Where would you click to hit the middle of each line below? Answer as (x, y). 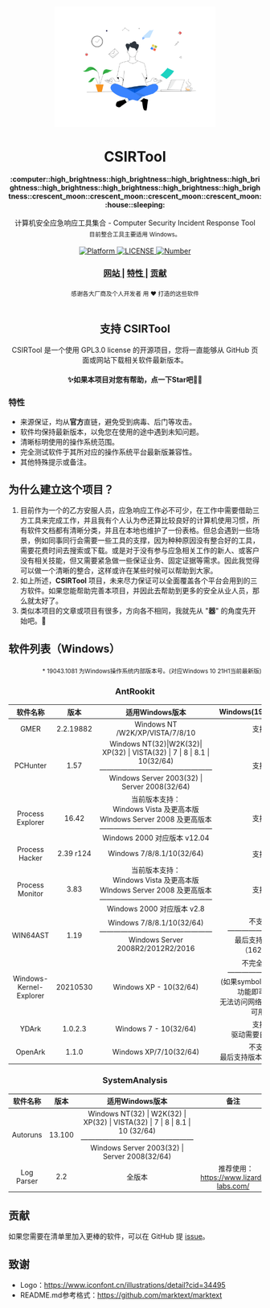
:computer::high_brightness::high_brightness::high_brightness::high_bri (135, 178)
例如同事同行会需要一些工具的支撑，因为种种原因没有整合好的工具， (147, 540)
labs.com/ (233, 1186)
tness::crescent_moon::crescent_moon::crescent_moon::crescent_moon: (135, 196)
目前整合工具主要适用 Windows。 (135, 234)
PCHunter (30, 765)
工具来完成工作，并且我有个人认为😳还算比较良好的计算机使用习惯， (140, 520)
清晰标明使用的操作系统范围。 (69, 441)
